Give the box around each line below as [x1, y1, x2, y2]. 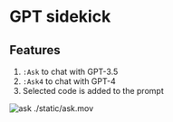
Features [9, 42, 61, 58]
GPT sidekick [9, 6, 111, 27]
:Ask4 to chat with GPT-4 [22, 76, 116, 87]
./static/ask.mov [33, 103, 94, 114]
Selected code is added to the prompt [22, 86, 165, 96]
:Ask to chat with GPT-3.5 [22, 66, 119, 77]
